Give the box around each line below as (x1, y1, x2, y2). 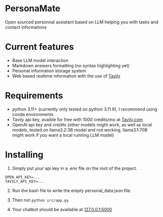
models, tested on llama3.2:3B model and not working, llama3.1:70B (12, 127, 147, 133)
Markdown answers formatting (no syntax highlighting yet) (12, 62, 130, 68)
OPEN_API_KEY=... (5, 175, 40, 179)
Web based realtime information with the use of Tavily (12, 73, 121, 79)
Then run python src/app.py (12, 197, 69, 203)
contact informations (5, 24, 47, 30)
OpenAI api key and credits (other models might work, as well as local (12, 121, 152, 127)
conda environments (12, 111, 54, 117)
